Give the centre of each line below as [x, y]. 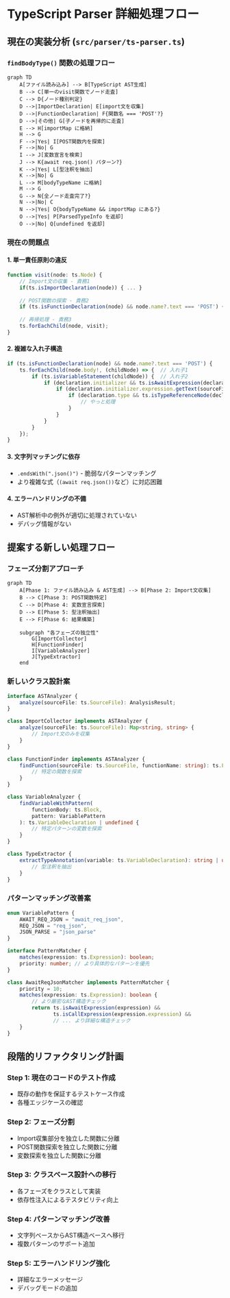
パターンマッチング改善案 [49, 898]
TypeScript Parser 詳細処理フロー [103, 14]
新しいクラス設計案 [39, 682]
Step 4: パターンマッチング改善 [59, 1219]
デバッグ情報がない [44, 524]
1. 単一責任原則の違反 [37, 260]
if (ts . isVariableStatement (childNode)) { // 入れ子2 [110, 376]
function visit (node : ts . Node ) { [55, 275]
